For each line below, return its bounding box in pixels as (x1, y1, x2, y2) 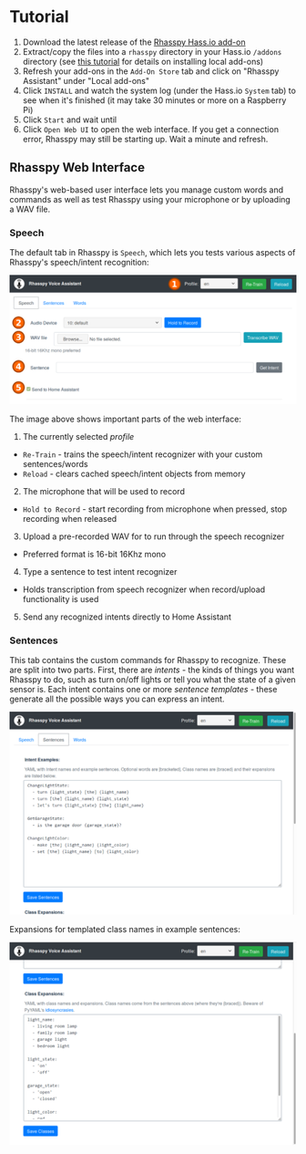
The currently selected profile (22, 431, 135, 442)
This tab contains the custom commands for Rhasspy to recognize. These (9, 655, 287, 666)
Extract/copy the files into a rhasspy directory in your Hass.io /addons (22, 46, 282, 57)
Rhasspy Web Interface (9, 160, 146, 175)
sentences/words (22, 458, 88, 469)
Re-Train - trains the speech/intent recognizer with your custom (22, 449, 263, 460)
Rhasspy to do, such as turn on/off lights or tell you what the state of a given (9, 674, 296, 685)
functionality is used (22, 593, 99, 604)
